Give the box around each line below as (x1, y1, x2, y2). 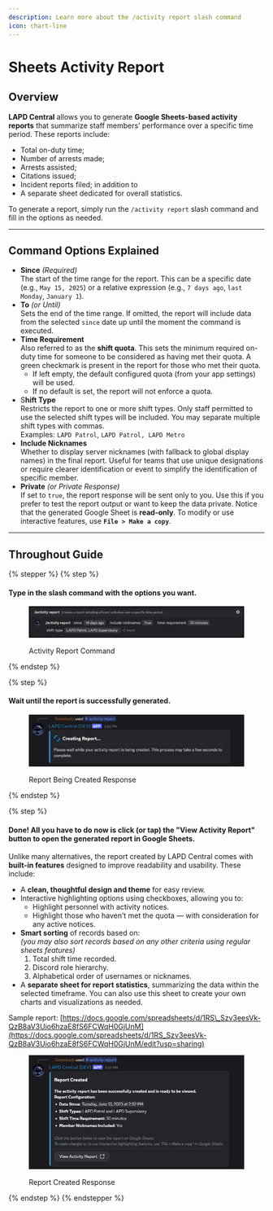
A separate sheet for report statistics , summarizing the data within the (19, 980, 259, 989)
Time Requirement (19, 335, 84, 344)
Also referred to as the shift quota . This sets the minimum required (19, 343, 245, 353)
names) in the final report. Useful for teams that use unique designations (19, 456, 264, 466)
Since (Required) (19, 265, 78, 275)
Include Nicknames (19, 438, 88, 448)
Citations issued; (19, 171, 77, 181)
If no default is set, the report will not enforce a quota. (32, 387, 214, 397)
